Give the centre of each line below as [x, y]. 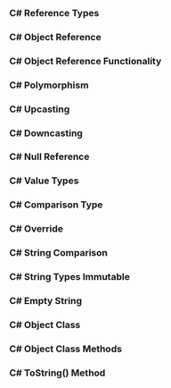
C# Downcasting [46, 133]
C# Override [37, 229]
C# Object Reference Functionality [85, 61]
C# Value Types [44, 181]
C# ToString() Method [57, 373]
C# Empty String [46, 300]
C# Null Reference [49, 156]
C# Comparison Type [56, 205]
